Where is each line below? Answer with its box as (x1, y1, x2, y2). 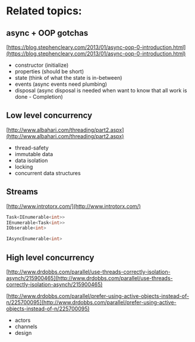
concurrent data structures (14, 169, 81, 176)
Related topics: (6, 4, 82, 18)
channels (14, 323, 37, 330)
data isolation (14, 157, 48, 164)
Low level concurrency (6, 110, 93, 120)
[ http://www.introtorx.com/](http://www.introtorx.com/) (6, 203, 141, 210)
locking (14, 163, 33, 170)
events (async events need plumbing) (14, 80, 108, 88)
